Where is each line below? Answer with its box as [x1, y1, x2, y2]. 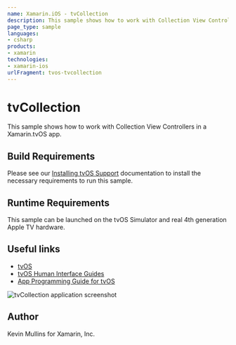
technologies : [7, 56, 49, 63]
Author [7, 311, 39, 323]
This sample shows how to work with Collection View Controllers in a [7, 122, 207, 131]
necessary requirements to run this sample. [7, 176, 133, 185]
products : [7, 43, 37, 50]
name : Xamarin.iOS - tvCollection [7, 10, 109, 18]
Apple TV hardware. [7, 223, 65, 232]
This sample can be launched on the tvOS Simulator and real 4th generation [7, 216, 227, 224]
